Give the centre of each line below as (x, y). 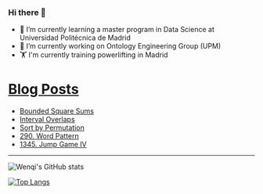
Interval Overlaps (47, 120)
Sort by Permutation (52, 128)
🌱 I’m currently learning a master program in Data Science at (117, 30)
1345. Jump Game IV (53, 145)
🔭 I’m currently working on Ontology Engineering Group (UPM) (120, 46)
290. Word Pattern (49, 136)
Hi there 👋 (27, 13)
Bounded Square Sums (56, 111)
